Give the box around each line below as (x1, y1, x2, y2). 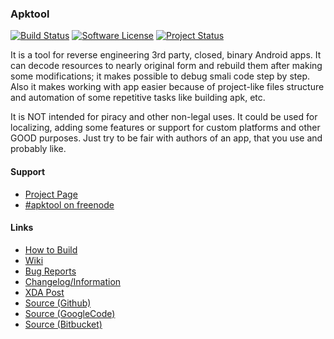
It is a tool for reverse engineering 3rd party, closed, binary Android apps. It (10, 49, 322, 61)
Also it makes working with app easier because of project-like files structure (10, 81, 325, 93)
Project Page (24, 188, 78, 200)
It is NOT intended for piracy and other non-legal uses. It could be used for (10, 111, 318, 123)
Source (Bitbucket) (24, 318, 103, 330)
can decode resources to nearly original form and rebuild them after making (10, 60, 323, 72)
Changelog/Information (24, 275, 122, 287)
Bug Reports (24, 265, 77, 277)
